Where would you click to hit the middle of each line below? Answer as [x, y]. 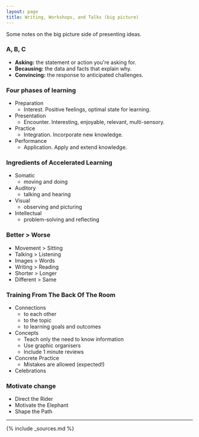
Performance [31, 141]
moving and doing [46, 182]
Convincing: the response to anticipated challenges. [79, 75]
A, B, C [16, 49]
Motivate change [31, 386]
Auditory [25, 188]
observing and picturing [53, 207]
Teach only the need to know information [74, 339]
